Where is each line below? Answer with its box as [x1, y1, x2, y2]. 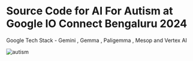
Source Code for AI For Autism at [6, 4, 173, 18]
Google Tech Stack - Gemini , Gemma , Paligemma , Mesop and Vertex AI [6, 36, 188, 44]
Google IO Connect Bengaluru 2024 [6, 17, 188, 30]
